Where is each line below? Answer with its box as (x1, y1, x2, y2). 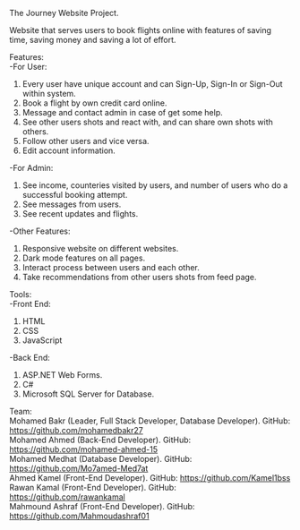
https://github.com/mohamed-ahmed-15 (9, 444, 159, 455)
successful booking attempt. (21, 190, 128, 200)
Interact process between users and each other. (21, 262, 200, 272)
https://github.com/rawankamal (9, 492, 125, 502)
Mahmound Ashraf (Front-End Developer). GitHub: (9, 501, 195, 511)
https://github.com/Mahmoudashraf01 (9, 510, 150, 521)
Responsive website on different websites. (21, 244, 179, 253)
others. (21, 126, 49, 137)
